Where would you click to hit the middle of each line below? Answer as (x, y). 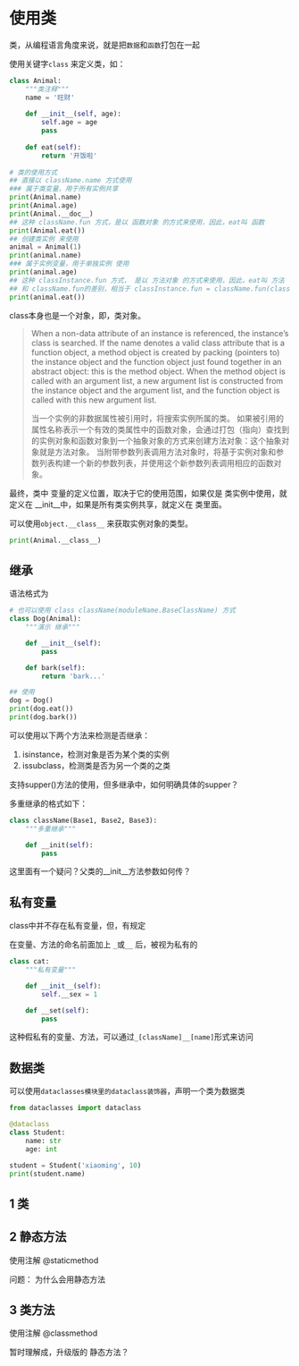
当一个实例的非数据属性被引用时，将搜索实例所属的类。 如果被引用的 (157, 418)
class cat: (29, 962)
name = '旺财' (50, 98)
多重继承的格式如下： (48, 803)
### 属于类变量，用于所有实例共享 (64, 189)
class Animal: (36, 81)
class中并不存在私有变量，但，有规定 (78, 926)
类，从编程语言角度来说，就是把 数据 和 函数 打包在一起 (105, 45)
